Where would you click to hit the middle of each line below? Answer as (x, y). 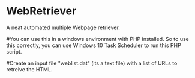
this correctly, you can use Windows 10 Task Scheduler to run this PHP (94, 45)
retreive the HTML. (29, 69)
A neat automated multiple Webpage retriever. (63, 27)
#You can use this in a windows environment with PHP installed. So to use (97, 39)
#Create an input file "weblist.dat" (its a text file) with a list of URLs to (92, 63)
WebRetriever (41, 11)
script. (14, 51)
